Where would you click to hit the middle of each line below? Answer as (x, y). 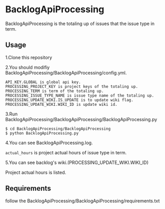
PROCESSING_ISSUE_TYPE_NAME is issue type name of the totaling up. (80, 96)
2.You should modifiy (28, 67)
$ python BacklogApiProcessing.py (42, 133)
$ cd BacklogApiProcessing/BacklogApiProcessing (58, 129)
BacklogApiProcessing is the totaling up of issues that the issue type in (80, 24)
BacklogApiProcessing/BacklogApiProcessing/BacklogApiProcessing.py (81, 119)
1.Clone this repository (29, 57)
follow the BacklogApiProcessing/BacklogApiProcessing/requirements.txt (82, 201)
